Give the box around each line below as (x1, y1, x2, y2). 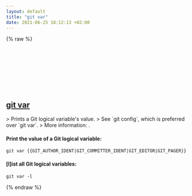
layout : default (6, 8, 46, 15)
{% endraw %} (6, 184, 42, 191)
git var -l (6, 173, 33, 179)
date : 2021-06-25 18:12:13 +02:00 (6, 19, 90, 25)
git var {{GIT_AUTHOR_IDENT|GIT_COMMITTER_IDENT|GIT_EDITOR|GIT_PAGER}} (6, 148, 187, 154)
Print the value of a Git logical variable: (6, 135, 102, 142)
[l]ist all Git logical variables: (6, 160, 77, 167)
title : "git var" (6, 14, 48, 20)
